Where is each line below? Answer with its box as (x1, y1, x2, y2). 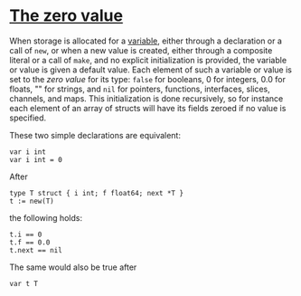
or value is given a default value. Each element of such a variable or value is (9, 64, 292, 75)
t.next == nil (9, 245, 63, 254)
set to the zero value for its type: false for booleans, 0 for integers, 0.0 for (9, 73, 287, 84)
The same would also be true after (9, 262, 137, 272)
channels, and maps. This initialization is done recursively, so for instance (9, 92, 284, 104)
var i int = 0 (9, 155, 63, 164)
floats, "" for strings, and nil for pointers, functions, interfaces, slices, (9, 83, 271, 94)
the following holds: (9, 212, 83, 223)
